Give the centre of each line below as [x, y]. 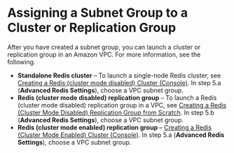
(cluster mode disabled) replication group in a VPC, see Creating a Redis [122, 105]
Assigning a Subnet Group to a [97, 13]
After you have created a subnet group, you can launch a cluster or [104, 47]
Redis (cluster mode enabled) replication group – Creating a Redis [115, 127]
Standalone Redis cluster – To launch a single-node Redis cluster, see [119, 75]
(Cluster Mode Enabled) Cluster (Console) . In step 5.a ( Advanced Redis [121, 135]
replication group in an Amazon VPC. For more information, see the [104, 54]
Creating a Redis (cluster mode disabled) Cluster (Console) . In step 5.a [119, 82]
